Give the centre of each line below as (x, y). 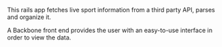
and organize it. (29, 17)
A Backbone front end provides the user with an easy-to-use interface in (110, 30)
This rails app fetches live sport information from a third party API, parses (111, 10)
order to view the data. (39, 37)
